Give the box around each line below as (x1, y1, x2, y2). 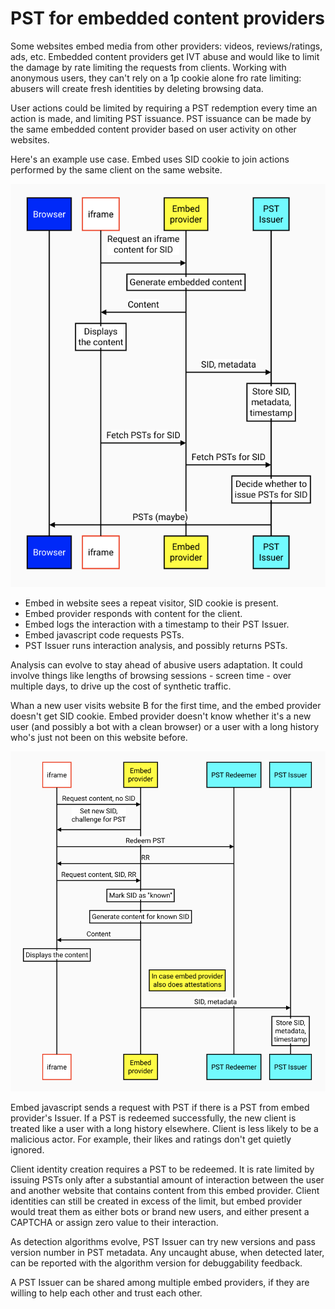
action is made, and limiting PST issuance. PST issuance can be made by (10, 112, 312, 124)
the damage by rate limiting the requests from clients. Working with (10, 61, 287, 73)
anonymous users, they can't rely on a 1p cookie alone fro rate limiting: (10, 72, 302, 84)
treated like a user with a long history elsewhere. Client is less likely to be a (10, 1123, 319, 1135)
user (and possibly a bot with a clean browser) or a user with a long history (10, 721, 320, 733)
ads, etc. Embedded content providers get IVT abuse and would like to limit (10, 50, 320, 62)
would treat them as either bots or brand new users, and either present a (10, 1206, 310, 1218)
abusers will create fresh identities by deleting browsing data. (10, 82, 264, 94)
